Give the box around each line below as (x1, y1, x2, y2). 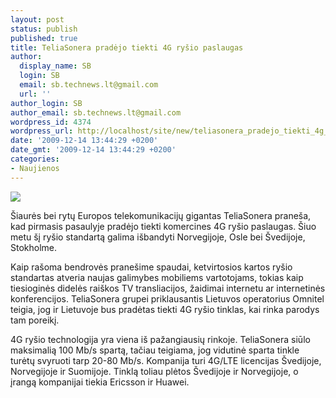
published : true (10, 33, 78, 43)
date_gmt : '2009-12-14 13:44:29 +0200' (10, 145, 177, 155)
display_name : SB (19, 61, 92, 71)
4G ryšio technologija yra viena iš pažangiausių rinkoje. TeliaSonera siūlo (10, 333, 311, 345)
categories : (10, 154, 60, 164)
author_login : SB (10, 98, 83, 108)
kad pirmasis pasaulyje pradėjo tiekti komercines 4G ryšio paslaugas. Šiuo (10, 220, 317, 232)
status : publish (10, 24, 78, 34)
